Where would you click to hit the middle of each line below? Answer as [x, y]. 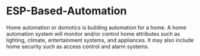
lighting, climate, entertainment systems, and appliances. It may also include [100, 40]
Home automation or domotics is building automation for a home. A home [96, 27]
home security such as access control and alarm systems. [78, 46]
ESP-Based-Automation [67, 11]
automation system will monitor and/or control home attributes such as [93, 33]
